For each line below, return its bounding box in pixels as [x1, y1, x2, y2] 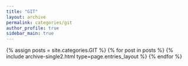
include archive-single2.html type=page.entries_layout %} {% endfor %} [6, 53, 183, 60]
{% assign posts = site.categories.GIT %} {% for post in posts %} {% [6, 47, 174, 54]
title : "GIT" [6, 8, 38, 15]
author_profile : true [6, 25, 60, 31]
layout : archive [6, 14, 46, 20]
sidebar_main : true [6, 31, 54, 37]
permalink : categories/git [6, 19, 72, 25]
